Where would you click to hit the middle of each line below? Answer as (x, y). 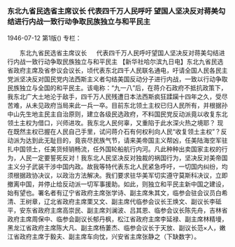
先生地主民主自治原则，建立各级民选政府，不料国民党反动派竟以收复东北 (123, 114)
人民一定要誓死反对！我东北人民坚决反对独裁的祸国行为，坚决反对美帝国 (123, 158)
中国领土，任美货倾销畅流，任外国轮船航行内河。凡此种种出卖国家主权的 (117, 149)
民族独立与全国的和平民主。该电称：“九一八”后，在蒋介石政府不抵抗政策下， (117, 88)
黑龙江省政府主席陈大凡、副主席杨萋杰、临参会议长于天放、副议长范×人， (114, 228)
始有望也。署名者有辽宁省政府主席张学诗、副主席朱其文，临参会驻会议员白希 (117, 193)
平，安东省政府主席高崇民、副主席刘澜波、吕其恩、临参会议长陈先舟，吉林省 (117, 211)
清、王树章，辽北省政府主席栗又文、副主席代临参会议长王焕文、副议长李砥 (114, 202)
